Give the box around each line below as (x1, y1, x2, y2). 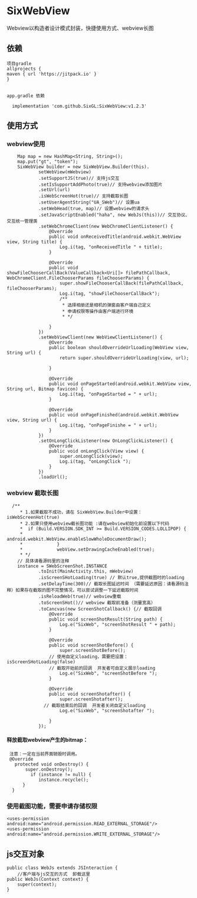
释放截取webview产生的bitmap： (6, 737, 88, 744)
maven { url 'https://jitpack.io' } (6, 71, 97, 77)
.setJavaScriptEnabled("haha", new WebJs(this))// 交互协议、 (38, 212, 191, 218)
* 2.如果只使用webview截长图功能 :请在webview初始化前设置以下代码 (19, 521, 170, 526)
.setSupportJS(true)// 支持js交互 (38, 176, 120, 182)
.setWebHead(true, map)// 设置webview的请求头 (38, 206, 150, 212)
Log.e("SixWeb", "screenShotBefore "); (59, 670, 158, 676)
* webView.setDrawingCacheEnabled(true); (19, 546, 155, 553)
